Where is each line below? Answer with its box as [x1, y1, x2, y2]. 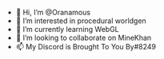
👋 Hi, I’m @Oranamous [15, 8, 90, 17]
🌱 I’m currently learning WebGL [15, 25, 119, 33]
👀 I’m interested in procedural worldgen [15, 16, 146, 26]
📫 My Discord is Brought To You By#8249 [15, 42, 157, 51]
